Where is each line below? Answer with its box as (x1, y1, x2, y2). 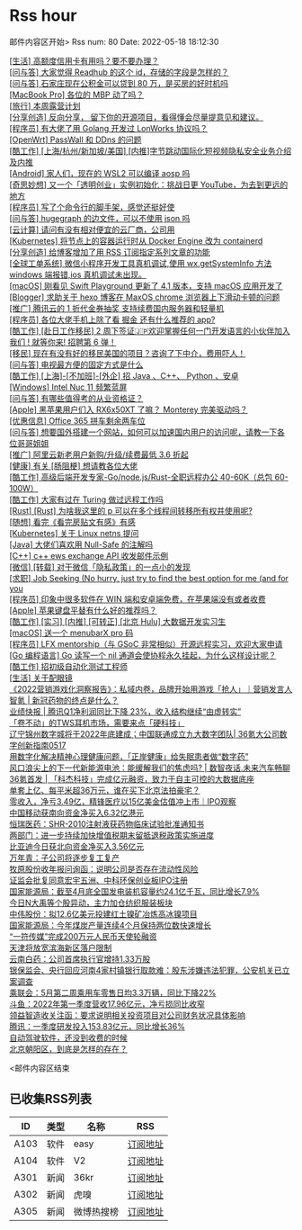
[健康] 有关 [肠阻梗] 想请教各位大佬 (9, 460, 138, 471)
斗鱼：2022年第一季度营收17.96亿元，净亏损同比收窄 (9, 998, 205, 1009)
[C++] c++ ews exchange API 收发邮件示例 (9, 550, 169, 561)
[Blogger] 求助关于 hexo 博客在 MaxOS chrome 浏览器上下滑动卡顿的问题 (9, 292, 280, 302)
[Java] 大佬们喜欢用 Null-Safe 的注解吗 (9, 539, 154, 550)
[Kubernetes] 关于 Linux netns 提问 (9, 527, 139, 538)
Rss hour (9, 5, 77, 26)
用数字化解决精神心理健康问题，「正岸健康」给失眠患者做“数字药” (9, 750, 249, 761)
